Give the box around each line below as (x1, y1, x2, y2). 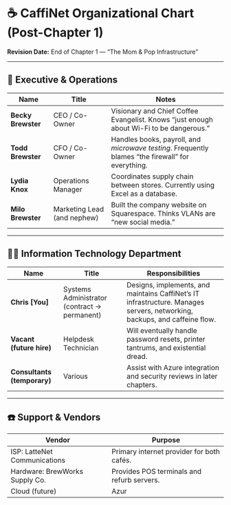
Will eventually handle (126, 325, 197, 335)
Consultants (10, 367, 52, 376)
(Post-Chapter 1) (7, 25, 104, 41)
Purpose (151, 435, 181, 445)
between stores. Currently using (111, 180, 215, 189)
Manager (53, 184, 82, 194)
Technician (63, 342, 99, 352)
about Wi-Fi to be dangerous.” (111, 123, 210, 133)
